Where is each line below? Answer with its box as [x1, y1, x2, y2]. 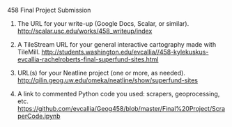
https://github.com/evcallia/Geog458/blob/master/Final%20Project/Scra [17, 105, 225, 112]
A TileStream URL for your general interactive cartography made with [17, 40, 217, 48]
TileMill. [17, 48, 40, 56]
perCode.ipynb [17, 112, 61, 120]
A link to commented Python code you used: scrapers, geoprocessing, [17, 90, 220, 98]
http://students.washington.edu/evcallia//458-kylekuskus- [41, 48, 209, 56]
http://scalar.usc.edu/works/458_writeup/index [17, 27, 153, 35]
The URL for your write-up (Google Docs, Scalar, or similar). [17, 20, 190, 27]
